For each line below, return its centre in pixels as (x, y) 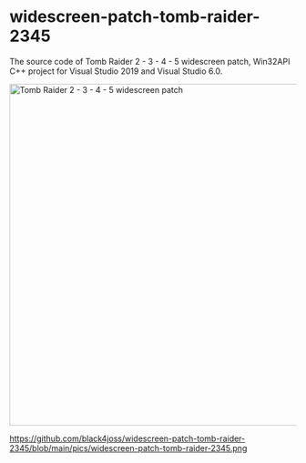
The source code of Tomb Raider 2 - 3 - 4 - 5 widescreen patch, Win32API (150, 61)
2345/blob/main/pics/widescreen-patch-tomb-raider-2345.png (128, 448)
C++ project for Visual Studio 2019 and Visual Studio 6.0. (116, 71)
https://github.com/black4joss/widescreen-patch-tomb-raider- (127, 438)
